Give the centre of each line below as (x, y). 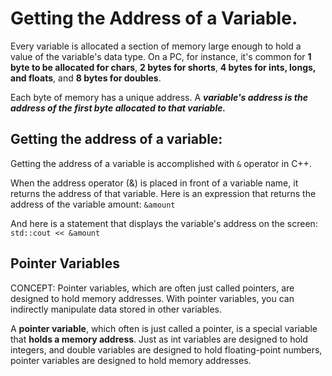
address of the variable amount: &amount (93, 204)
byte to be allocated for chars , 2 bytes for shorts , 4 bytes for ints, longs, (163, 67)
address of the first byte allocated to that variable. (118, 108)
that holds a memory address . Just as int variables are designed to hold (159, 339)
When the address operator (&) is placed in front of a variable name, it (154, 183)
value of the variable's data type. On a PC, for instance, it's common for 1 (161, 56)
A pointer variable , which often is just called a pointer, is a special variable (164, 328)
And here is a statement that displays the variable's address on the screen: (164, 223)
